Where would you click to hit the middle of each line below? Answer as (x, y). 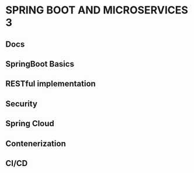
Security (21, 104)
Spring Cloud (30, 124)
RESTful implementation (51, 84)
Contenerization (36, 143)
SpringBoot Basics (40, 64)
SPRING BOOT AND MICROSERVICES (97, 10)
